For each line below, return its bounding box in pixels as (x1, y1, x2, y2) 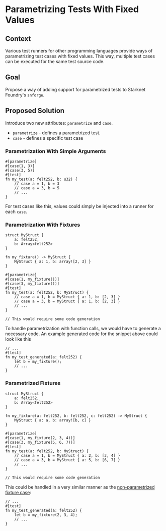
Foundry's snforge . (5, 92, 45, 98)
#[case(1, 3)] (5, 163, 35, 169)
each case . (5, 208, 28, 215)
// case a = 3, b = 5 (14, 185, 59, 190)
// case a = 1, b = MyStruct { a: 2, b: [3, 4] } (14, 453, 121, 458)
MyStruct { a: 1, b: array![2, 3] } (14, 259, 92, 264)
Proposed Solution (5, 107, 64, 115)
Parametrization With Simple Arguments (5, 147, 106, 154)
